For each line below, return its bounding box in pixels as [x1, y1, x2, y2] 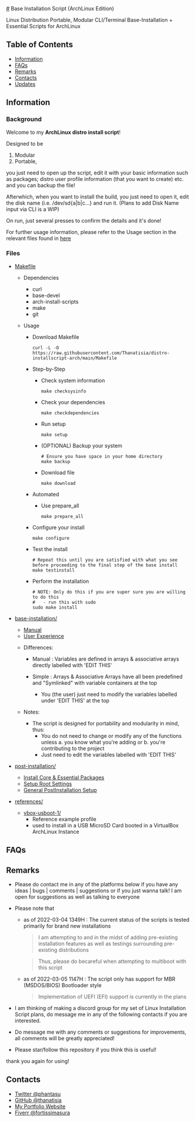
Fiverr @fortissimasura [14, 1109, 71, 1116]
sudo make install [32, 604, 78, 610]
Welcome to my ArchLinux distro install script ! [6, 128, 121, 136]
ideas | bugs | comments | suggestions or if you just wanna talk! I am [14, 887, 182, 894]
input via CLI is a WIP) [6, 206, 60, 213]
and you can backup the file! [6, 181, 75, 189]
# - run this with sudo [32, 599, 96, 605]
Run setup [41, 420, 66, 427]
